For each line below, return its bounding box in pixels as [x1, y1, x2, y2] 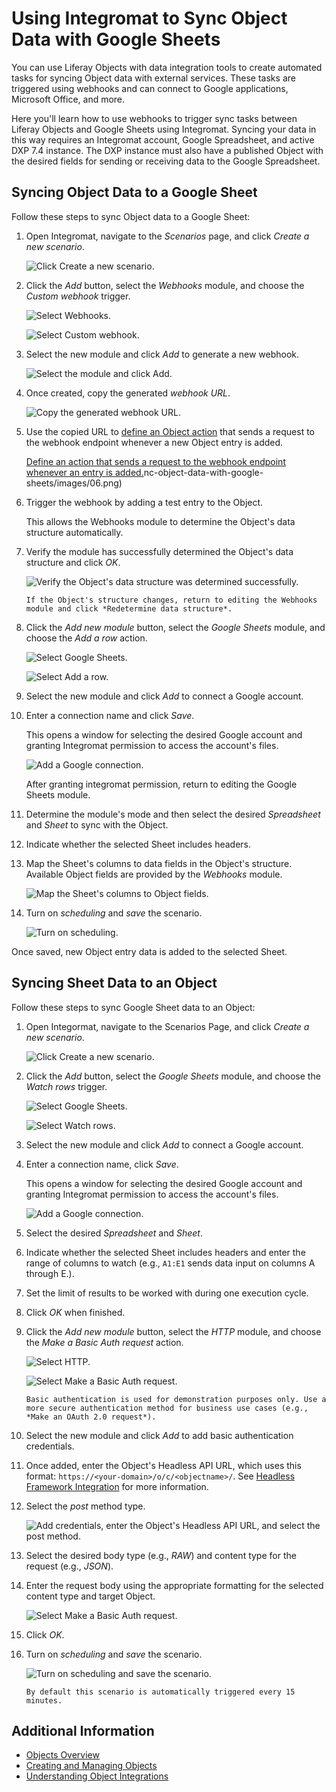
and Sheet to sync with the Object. [25, 818, 169, 831]
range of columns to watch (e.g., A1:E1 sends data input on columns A [25, 1257, 316, 1269]
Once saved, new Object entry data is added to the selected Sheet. [11, 945, 288, 957]
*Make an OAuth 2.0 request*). [25, 1412, 157, 1422]
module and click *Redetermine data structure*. [25, 603, 233, 614]
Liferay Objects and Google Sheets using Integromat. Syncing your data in [11, 123, 317, 135]
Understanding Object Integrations [25, 1770, 169, 1782]
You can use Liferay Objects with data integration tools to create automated [11, 61, 323, 73]
